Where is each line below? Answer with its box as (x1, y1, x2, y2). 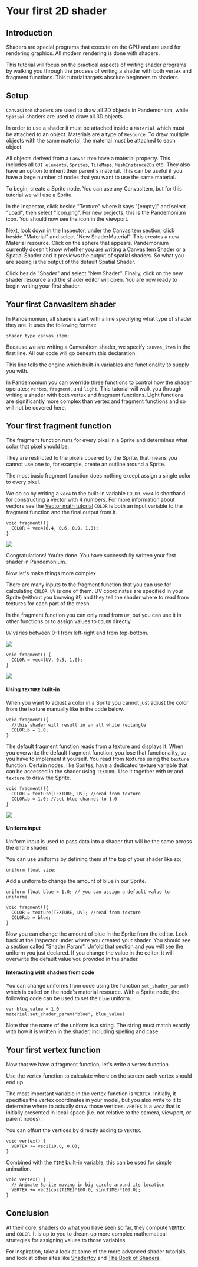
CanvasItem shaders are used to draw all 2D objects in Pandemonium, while (6, 107, 189, 114)
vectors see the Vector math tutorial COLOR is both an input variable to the (6, 502, 183, 510)
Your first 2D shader (6, 4, 107, 18)
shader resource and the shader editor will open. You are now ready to (6, 276, 178, 283)
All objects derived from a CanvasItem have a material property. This (6, 154, 171, 162)
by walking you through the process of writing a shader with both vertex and (6, 67, 192, 75)
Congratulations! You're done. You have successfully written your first (6, 552, 176, 559)
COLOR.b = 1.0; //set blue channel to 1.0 (11, 796, 117, 802)
